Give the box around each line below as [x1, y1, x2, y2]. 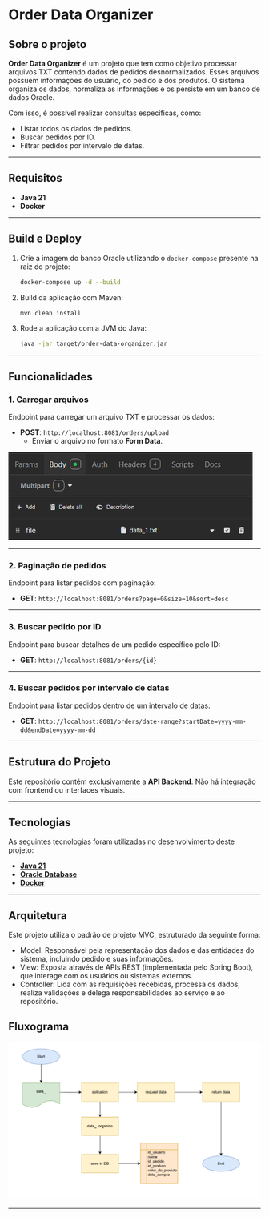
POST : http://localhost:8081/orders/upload [19, 427, 170, 437]
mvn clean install [19, 309, 82, 317]
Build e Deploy [8, 232, 82, 246]
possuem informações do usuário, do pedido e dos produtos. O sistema [8, 76, 246, 85]
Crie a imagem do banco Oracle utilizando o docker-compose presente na [19, 253, 259, 263]
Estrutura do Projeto [8, 755, 111, 769]
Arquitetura [8, 909, 67, 922]
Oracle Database [19, 870, 78, 879]
